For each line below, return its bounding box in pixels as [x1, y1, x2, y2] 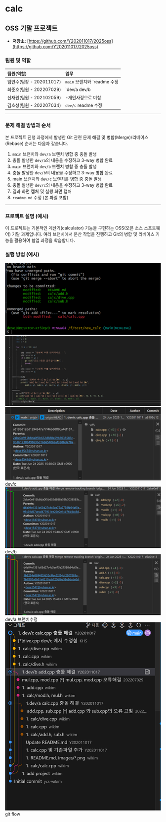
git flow [5, 811, 21, 817]
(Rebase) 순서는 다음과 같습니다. [5, 140, 68, 147]
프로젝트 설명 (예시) [5, 213, 49, 220]
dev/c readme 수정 [65, 102, 102, 108]
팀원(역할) [7, 71, 27, 76]
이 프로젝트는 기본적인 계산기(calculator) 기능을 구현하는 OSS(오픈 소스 [5, 224, 143, 231]
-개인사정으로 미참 [65, 94, 101, 100]
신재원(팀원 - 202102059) [7, 94, 61, 100]
